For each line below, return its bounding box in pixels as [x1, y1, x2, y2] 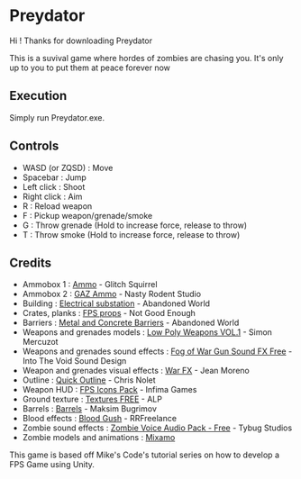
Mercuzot [22, 337, 59, 348]
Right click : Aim [22, 191, 83, 202]
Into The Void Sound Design [22, 356, 127, 366]
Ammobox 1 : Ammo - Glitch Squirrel [22, 279, 158, 290]
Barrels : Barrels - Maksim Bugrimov [22, 403, 158, 414]
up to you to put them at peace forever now [9, 62, 171, 73]
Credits [9, 255, 52, 270]
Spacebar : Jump [22, 172, 87, 183]
